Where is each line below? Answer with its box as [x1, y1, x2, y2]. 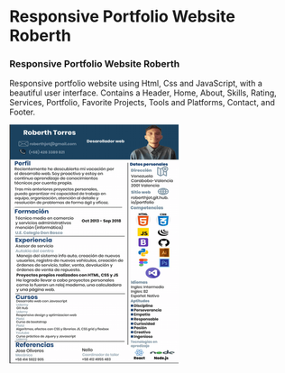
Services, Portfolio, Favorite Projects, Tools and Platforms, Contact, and [9, 97, 275, 108]
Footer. [9, 106, 36, 118]
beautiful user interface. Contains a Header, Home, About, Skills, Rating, [9, 87, 277, 98]
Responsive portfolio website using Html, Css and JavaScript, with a [9, 78, 263, 89]
